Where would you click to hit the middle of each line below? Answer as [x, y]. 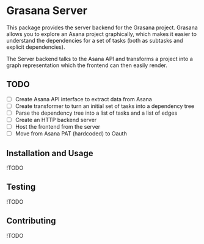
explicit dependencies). [36, 47]
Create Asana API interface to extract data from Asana [84, 99]
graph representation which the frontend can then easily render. [87, 65]
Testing [21, 187]
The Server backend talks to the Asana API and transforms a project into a [100, 59]
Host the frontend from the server [58, 127]
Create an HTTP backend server [56, 120]
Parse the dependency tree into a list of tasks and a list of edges [96, 113]
